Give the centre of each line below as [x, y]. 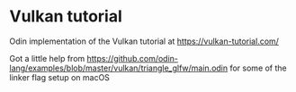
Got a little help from [47, 58]
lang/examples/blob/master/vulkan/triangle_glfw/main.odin [119, 68]
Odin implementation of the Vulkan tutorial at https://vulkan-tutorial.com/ [144, 41]
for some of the [258, 68]
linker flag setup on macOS [60, 77]
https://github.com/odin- [132, 58]
